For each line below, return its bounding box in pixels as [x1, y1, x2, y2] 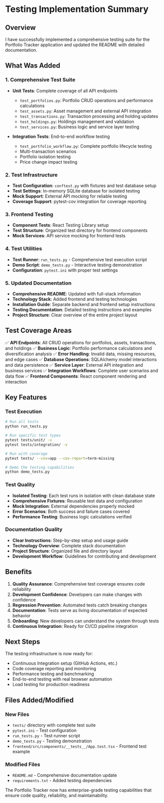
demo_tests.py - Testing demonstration [12, 738, 92, 744]
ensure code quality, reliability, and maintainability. [5, 793, 108, 799]
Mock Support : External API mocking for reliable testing [12, 193, 128, 199]
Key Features [5, 393, 47, 401]
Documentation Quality [5, 526, 63, 533]
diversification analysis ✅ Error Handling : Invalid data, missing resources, [5, 351, 156, 357]
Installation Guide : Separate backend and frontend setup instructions [12, 301, 156, 307]
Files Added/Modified [5, 696, 74, 704]
